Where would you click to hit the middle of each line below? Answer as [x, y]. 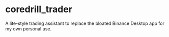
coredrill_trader [39, 9]
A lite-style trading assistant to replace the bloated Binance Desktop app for [85, 23]
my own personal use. [29, 28]
